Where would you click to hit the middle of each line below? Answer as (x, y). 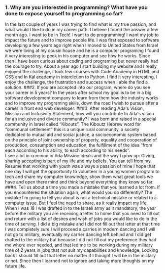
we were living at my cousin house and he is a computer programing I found (82, 50)
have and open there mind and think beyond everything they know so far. (79, 182)
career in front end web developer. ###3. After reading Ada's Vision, (75, 108)
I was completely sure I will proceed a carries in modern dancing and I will (80, 229)
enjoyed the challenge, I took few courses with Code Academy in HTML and (82, 72)
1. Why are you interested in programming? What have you (76, 7)
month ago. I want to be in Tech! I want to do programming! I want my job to (82, 35)
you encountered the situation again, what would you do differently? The (79, 192)
